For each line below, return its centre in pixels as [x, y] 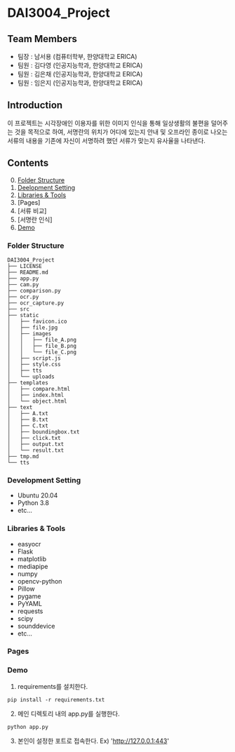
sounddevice [36, 626]
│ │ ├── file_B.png [42, 346]
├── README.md [28, 272]
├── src [19, 309]
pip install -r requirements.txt [56, 699]
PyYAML [29, 603]
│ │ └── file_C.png [42, 352]
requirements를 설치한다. [53, 686]
